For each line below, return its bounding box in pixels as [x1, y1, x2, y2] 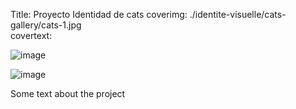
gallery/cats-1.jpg [10, 19, 82, 31]
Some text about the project [10, 88, 126, 99]
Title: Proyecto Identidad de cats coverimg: [10, 9, 188, 20]
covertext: [10, 30, 53, 41]
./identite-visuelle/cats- [189, 9, 287, 20]
